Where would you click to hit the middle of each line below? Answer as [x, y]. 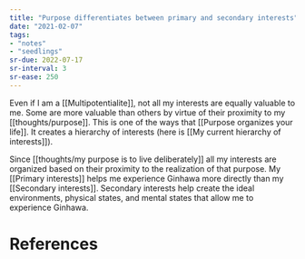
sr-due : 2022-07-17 [46, 60]
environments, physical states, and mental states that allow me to [132, 197]
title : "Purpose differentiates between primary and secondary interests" [154, 18]
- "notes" [28, 43]
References [54, 244]
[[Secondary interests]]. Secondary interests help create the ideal [132, 188]
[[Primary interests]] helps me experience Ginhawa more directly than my [147, 178]
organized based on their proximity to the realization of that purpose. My [145, 168]
